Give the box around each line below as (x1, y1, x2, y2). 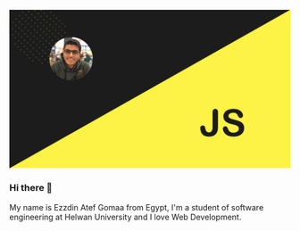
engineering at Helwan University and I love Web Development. (9, 211, 242, 222)
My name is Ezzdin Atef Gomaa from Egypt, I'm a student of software (9, 202, 264, 212)
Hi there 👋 (9, 182, 54, 194)
